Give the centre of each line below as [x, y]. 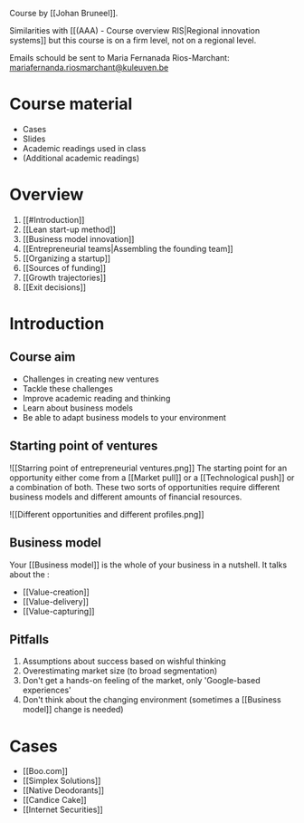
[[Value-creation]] [56, 592]
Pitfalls [29, 639]
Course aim [43, 357]
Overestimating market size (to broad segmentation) [120, 671]
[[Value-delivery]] [55, 601]
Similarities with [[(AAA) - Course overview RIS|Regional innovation [135, 30]
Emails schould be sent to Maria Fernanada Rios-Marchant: [119, 58]
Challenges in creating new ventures [91, 379]
